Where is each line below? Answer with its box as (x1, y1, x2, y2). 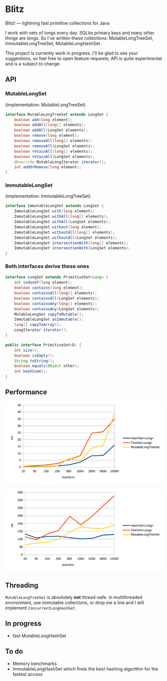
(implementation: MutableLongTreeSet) (5, 102, 86, 108)
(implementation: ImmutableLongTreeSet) (5, 193, 91, 199)
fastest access (12, 671, 43, 677)
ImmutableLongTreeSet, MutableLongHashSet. (5, 40, 101, 46)
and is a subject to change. (5, 61, 61, 67)
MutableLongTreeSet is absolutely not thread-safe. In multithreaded (5, 594, 142, 600)
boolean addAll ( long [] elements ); (14, 123, 86, 128)
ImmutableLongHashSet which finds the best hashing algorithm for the (12, 665, 158, 671)
